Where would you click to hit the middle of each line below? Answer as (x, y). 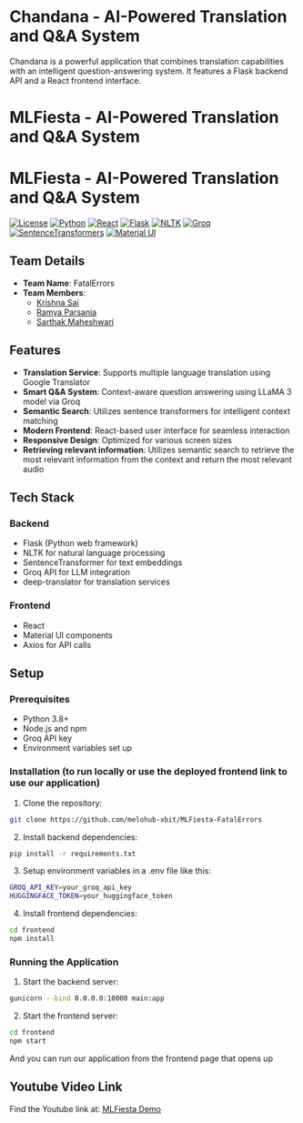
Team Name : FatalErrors (69, 283)
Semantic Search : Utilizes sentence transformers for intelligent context (157, 410)
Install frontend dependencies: (80, 914)
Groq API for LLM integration (76, 572)
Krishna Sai (57, 302)
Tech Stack (42, 498)
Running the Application (64, 962)
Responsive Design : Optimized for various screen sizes (127, 440)
